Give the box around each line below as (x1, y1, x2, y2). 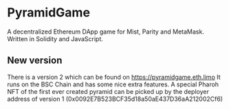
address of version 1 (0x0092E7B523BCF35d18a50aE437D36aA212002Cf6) (7, 95, 223, 103)
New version (7, 55, 63, 66)
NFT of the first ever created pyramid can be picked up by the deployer (7, 87, 210, 95)
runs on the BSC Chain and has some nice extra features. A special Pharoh (7, 80, 219, 88)
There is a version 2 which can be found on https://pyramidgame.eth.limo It (7, 73, 221, 81)
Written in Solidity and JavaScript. (7, 34, 103, 43)
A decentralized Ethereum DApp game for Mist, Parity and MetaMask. (7, 27, 204, 36)
